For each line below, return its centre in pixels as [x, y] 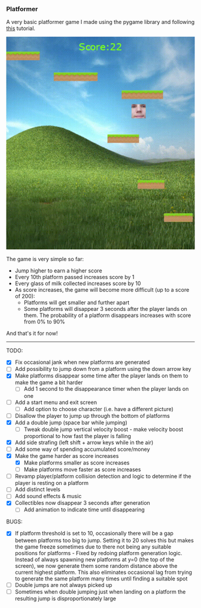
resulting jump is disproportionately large [66, 598]
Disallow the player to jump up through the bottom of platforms [92, 415]
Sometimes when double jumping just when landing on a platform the [100, 591]
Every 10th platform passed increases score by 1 [74, 277]
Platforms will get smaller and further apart [77, 302]
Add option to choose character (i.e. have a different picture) [98, 409]
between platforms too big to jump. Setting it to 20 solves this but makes [104, 540]
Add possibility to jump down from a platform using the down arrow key [103, 369]
